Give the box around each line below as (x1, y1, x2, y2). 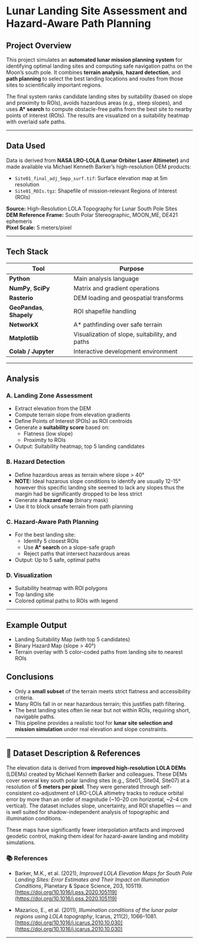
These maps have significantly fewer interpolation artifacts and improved (6, 826, 185, 833)
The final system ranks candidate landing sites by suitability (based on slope (6, 93, 192, 100)
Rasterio (9, 293, 34, 302)
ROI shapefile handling (73, 307, 137, 315)
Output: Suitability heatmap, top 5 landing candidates (14, 443, 145, 450)
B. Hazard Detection (6, 457, 65, 466)
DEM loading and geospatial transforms (73, 293, 184, 302)
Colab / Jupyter (9, 347, 54, 355)
